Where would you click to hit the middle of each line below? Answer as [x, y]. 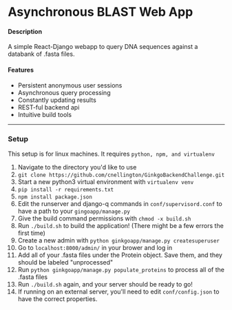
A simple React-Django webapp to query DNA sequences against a [103, 47]
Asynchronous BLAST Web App [101, 12]
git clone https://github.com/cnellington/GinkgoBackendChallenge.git [121, 175]
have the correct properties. [57, 299]
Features [21, 70]
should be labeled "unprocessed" [65, 262]
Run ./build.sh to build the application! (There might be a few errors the [121, 225]
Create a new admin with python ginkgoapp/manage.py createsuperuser [118, 240]
